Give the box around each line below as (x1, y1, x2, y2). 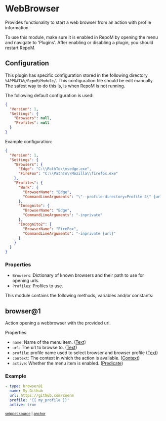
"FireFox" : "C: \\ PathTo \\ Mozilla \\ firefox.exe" (18, 171, 119, 176)
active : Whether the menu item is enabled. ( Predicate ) (12, 360, 124, 367)
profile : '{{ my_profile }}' (9, 398, 70, 403)
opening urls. (12, 278, 40, 284)
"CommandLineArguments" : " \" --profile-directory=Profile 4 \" (23, 194, 152, 199)
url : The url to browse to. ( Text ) (12, 345, 78, 351)
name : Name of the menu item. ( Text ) (12, 339, 86, 345)
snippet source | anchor (5, 411, 46, 416)
